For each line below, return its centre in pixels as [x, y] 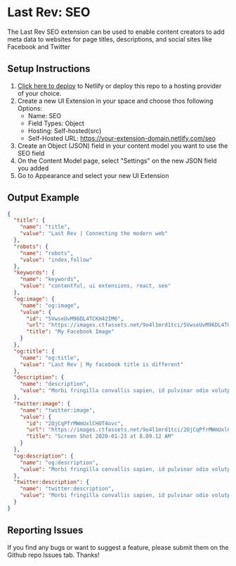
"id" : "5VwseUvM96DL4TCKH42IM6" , [75, 319]
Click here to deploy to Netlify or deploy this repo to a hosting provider [119, 86]
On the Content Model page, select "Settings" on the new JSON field [117, 161]
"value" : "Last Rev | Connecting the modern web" [94, 234]
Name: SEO [45, 115]
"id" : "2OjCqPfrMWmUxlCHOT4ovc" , [75, 423]
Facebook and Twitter [39, 46]
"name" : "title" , [45, 227]
